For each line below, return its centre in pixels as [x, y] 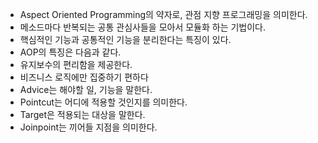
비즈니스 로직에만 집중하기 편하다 [84, 77]
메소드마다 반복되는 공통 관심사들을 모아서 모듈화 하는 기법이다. [143, 27]
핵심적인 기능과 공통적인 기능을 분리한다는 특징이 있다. [125, 39]
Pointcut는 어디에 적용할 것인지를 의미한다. [103, 102]
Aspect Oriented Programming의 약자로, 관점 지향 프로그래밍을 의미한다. [163, 14]
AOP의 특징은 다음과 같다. [70, 52]
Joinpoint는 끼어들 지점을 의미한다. [88, 127]
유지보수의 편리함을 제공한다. [76, 64]
